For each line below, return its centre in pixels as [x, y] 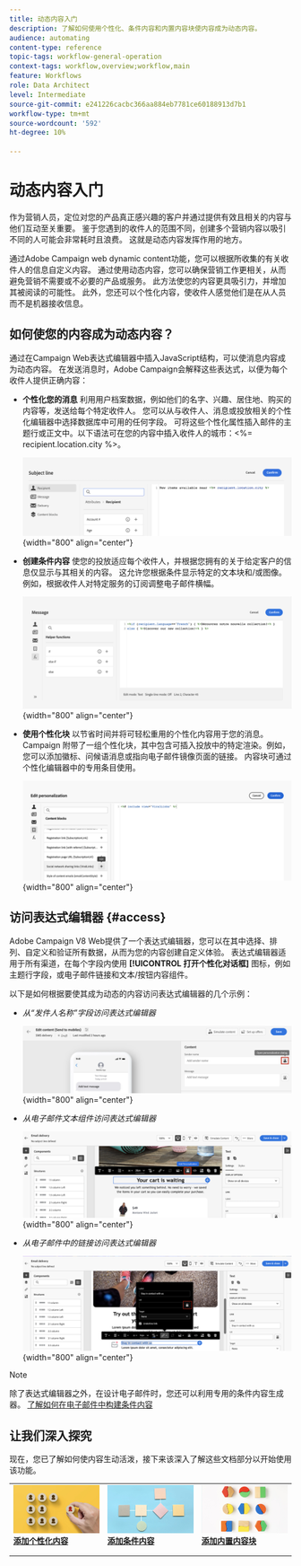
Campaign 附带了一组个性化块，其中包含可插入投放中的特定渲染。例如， [156, 744]
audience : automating [50, 38]
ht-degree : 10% [38, 133]
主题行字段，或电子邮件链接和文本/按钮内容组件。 [101, 974]
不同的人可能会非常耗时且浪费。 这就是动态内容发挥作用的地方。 [128, 239]
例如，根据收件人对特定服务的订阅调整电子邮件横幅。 [120, 583]
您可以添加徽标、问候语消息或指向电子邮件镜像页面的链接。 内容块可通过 [157, 756]
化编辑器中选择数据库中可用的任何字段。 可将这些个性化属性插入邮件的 [153, 421]
